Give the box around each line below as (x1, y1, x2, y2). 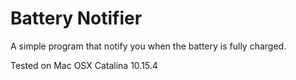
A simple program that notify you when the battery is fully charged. (10, 40, 287, 52)
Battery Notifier (10, 7, 143, 30)
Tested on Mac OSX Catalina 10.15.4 (10, 59, 158, 71)
